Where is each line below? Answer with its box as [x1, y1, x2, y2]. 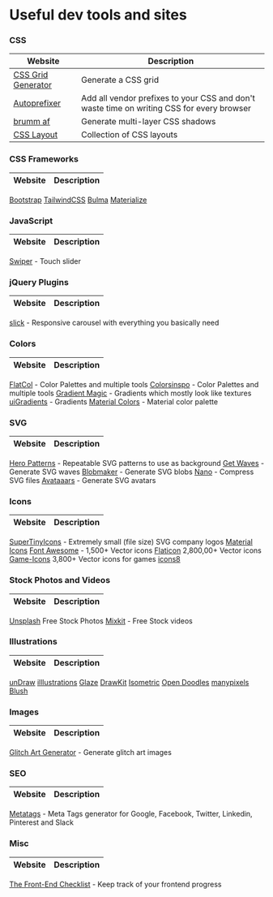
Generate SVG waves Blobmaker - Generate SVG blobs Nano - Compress [9, 467, 254, 477]
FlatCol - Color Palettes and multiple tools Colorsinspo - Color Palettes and [9, 379, 259, 389]
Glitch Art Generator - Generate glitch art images [9, 748, 173, 757]
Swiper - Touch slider [9, 257, 82, 266]
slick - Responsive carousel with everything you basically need [9, 318, 220, 328]
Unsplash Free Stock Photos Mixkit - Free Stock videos [9, 615, 193, 626]
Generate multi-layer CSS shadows [80, 116, 216, 127]
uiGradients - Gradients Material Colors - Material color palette [9, 396, 218, 407]
